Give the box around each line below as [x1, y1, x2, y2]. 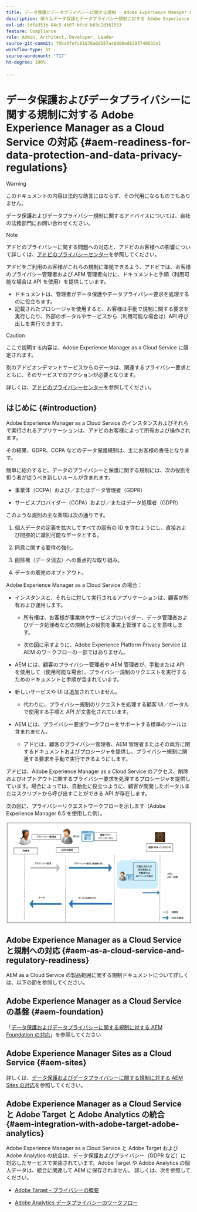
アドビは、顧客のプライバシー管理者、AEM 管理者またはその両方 [23, 741, 180, 748]
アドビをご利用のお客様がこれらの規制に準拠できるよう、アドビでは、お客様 [6, 263, 191, 270]
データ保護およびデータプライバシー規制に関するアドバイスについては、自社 [6, 212, 191, 219]
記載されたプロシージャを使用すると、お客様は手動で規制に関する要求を [14, 305, 189, 312]
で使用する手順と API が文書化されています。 [23, 708, 132, 715]
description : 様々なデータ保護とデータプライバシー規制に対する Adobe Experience [6, 15, 189, 22]
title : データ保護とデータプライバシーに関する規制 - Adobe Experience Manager [6, 9, 187, 15]
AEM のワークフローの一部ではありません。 [23, 649, 129, 656]
